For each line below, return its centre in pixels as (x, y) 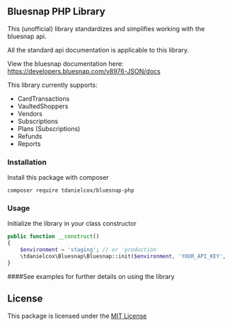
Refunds (30, 136)
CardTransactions (43, 98)
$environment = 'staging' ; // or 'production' (90, 250)
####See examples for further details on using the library (91, 276)
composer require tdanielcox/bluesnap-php (71, 190)
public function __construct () (53, 236)
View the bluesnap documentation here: (65, 64)
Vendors (30, 113)
